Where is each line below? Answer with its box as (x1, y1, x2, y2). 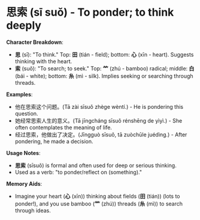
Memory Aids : (6, 180, 43, 187)
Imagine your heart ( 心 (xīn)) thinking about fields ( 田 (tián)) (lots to (14, 192, 180, 200)
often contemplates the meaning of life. (14, 124, 113, 131)
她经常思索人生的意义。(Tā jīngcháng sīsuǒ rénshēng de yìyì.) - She (14, 117, 183, 124)
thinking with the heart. (14, 58, 72, 65)
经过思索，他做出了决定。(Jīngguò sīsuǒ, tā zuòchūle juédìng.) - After (14, 130, 187, 138)
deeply (6, 19, 42, 32)
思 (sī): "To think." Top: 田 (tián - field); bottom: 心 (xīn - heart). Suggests (14, 50, 194, 58)
